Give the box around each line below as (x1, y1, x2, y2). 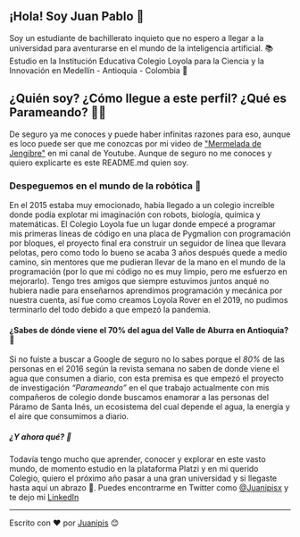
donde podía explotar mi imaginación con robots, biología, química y (9, 209, 261, 220)
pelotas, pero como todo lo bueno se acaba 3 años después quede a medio (9, 247, 287, 257)
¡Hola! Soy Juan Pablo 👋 (9, 9, 145, 24)
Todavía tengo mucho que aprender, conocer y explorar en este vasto (9, 454, 266, 465)
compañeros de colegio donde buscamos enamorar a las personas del (9, 392, 270, 403)
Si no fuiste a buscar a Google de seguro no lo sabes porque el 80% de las (9, 354, 286, 365)
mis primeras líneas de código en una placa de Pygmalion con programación (9, 228, 292, 239)
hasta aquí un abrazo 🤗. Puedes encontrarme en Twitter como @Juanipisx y (9, 482, 289, 493)
